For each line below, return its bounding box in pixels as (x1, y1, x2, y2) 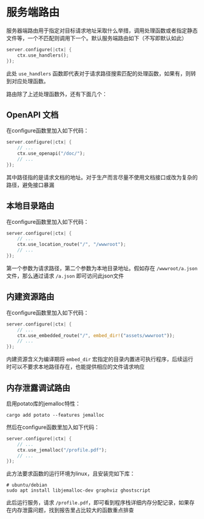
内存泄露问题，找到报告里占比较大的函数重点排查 (11, 506, 134, 514)
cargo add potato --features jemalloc (6, 412, 104, 418)
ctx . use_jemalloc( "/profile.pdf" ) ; (17, 447, 107, 453)
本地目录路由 (6, 201, 55, 211)
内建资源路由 (6, 291, 55, 302)
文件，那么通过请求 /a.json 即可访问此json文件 (6, 272, 124, 279)
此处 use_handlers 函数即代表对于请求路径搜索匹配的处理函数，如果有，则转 (6, 69, 196, 77)
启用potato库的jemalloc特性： (6, 400, 81, 407)
